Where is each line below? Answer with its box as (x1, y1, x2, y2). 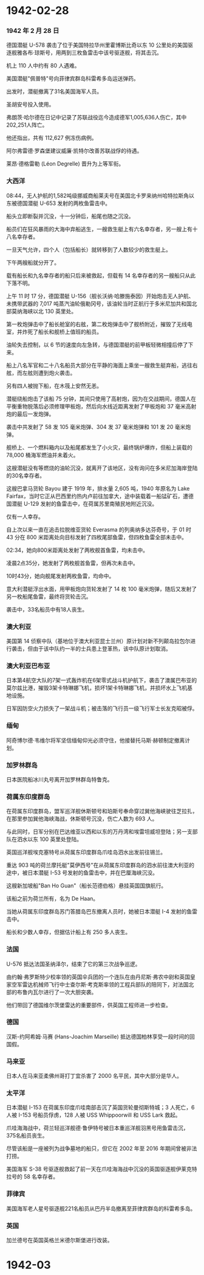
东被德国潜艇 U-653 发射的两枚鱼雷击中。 (6, 199, 111, 207)
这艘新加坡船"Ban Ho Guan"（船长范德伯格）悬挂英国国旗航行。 (6, 882, 167, 889)
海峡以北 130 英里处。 (22, 307, 77, 315)
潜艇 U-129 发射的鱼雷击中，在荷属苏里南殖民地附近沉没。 (11, 500, 158, 507)
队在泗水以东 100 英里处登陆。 (6, 836, 83, 843)
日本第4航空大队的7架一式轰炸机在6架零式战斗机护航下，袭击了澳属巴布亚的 (6, 677, 197, 684)
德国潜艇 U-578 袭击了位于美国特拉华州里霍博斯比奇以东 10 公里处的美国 (6, 41, 188, 49)
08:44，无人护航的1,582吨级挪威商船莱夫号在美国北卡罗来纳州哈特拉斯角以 (6, 192, 194, 199)
